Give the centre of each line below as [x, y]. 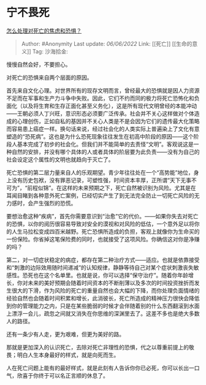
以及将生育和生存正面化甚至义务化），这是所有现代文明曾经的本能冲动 [110, 105]
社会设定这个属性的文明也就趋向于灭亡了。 [60, 159]
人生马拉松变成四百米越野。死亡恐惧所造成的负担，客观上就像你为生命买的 [105, 231]
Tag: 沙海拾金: [50, 51]
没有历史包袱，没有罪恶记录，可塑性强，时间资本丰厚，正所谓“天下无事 [101, 180]
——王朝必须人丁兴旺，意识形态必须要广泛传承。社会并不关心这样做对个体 [100, 113]
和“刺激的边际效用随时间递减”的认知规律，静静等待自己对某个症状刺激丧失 [100, 267]
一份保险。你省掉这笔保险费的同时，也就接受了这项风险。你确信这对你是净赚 [103, 239]
